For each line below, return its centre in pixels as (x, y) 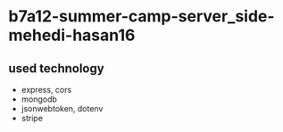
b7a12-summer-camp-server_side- (141, 16)
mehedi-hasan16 (72, 35)
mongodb (39, 99)
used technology (56, 68)
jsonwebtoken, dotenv (62, 108)
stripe (32, 118)
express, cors (46, 90)
